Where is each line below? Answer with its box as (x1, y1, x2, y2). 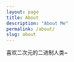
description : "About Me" (6, 20, 69, 26)
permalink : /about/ (6, 26, 55, 32)
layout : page (6, 9, 39, 15)
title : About (6, 15, 39, 21)
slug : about (6, 32, 36, 38)
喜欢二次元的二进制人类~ (6, 49, 68, 57)
